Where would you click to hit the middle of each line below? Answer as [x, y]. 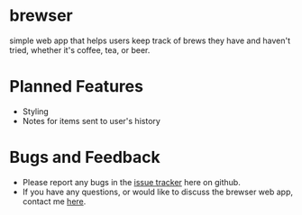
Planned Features [77, 87]
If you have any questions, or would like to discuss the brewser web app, [158, 192]
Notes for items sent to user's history [91, 121]
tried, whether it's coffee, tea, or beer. [80, 49]
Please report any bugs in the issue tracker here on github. [131, 182]
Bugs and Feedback [85, 157]
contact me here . [54, 201]
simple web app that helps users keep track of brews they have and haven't [150, 40]
